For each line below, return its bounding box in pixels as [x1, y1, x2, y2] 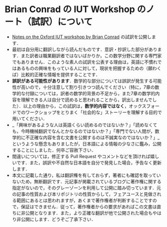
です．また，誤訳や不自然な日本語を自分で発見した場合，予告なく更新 [16, 160, 162, 166]
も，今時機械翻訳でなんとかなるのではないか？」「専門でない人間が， [12, 128, 155, 134]
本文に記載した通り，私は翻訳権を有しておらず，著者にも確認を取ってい [12, 172, 161, 178]
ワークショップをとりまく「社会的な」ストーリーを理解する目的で [25, 109, 162, 115]
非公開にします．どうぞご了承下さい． [16, 216, 96, 222]
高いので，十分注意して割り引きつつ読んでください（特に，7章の [21, 84, 155, 90]
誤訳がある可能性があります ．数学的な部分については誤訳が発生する [12, 78, 153, 84]
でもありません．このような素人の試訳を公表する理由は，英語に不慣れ [12, 59, 157, 65]
